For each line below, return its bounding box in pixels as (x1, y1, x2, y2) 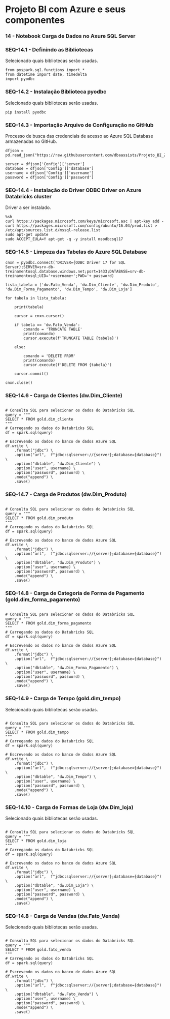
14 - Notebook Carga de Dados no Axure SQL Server (5, 33, 136, 40)
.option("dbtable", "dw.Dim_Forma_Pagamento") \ (14, 665, 119, 671)
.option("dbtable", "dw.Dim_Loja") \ (14, 883, 94, 888)
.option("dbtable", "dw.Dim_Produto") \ (14, 560, 101, 565)
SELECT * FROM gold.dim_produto (5, 516, 73, 521)
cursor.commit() (14, 371, 49, 376)
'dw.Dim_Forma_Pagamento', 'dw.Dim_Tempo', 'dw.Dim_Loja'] (5, 286, 133, 292)
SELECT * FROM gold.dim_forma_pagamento (5, 621, 92, 626)
